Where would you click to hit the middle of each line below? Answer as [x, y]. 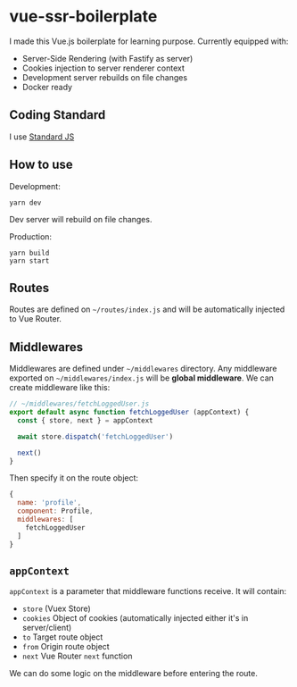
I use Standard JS [42, 137]
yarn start [29, 261]
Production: [30, 236]
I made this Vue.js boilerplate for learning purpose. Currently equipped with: [149, 41]
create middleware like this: [60, 388]
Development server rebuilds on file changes [105, 77]
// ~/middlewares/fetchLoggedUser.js [79, 404]
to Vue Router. [36, 319]
